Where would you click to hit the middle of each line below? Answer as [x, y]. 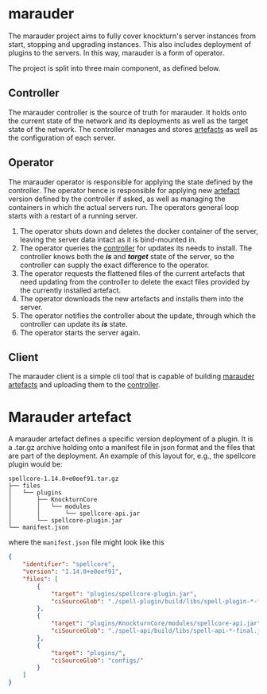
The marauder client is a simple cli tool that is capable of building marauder [132, 376]
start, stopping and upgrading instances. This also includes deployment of [130, 44]
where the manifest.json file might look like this [86, 542]
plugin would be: [35, 464]
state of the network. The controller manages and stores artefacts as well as [133, 129]
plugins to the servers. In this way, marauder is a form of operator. [116, 52]
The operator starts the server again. [80, 332]
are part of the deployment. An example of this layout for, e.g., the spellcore [132, 456]
